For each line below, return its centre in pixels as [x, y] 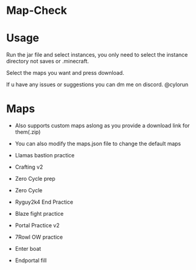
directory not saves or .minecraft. [48, 61]
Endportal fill [31, 260]
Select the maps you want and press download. [65, 73]
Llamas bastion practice [45, 155]
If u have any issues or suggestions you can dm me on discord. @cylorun [97, 84]
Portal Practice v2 [37, 225]
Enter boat [28, 249]
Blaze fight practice [39, 214]
